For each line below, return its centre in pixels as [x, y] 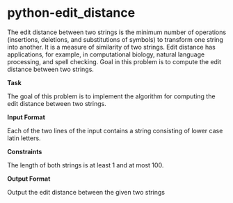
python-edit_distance [71, 13]
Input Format [26, 117]
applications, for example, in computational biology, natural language [106, 54]
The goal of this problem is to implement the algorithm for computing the [111, 96]
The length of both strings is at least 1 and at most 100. [86, 165]
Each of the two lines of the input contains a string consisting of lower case [115, 130]
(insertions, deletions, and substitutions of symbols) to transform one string [115, 39]
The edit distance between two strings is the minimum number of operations [117, 32]
